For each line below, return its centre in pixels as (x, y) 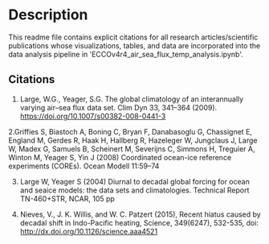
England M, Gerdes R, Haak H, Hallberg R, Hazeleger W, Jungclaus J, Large (133, 140)
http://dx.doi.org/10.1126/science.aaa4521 (89, 231)
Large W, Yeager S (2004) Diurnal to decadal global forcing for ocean (135, 181)
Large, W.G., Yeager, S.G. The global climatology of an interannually (132, 99)
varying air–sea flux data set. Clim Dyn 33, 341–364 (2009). (118, 107)
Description (48, 15)
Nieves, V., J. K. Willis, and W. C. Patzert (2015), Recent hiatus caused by (140, 214)
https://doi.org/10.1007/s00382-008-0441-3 (93, 116)
